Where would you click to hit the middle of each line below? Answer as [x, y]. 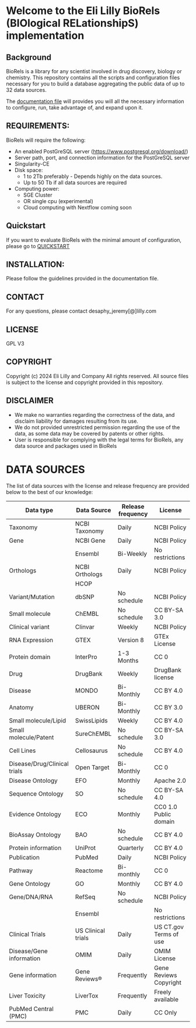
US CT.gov [169, 927]
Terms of [167, 934]
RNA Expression [31, 640]
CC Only [166, 1012]
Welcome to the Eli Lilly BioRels [83, 11]
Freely [163, 992]
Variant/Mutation [32, 597]
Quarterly [131, 848]
